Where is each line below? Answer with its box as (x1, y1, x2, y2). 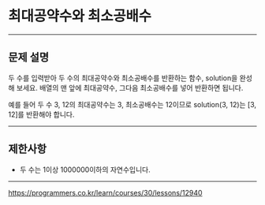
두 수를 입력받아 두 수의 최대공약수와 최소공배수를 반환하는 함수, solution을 (8, 73, 238, 83)
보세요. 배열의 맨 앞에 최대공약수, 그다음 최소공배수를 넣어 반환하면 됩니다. (16, 83, 244, 92)
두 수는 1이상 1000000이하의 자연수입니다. (19, 165, 151, 174)
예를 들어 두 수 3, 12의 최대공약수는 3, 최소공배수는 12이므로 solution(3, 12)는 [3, (8, 99, 257, 109)
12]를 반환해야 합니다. (8, 110, 75, 119)
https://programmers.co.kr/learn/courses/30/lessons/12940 (8, 188, 203, 197)
